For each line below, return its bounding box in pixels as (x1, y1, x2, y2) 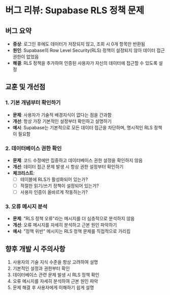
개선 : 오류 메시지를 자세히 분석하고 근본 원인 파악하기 (12, 222, 117, 228)
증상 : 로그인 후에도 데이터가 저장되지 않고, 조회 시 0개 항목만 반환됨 (12, 41, 146, 47)
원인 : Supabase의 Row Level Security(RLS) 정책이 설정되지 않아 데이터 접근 (12, 47, 165, 53)
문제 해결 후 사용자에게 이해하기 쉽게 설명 (12, 284, 94, 290)
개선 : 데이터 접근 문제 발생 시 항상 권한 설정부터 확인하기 (12, 163, 124, 169)
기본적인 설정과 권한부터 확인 (12, 265, 70, 272)
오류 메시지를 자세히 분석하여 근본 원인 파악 (12, 278, 98, 284)
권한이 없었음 (12, 54, 39, 60)
